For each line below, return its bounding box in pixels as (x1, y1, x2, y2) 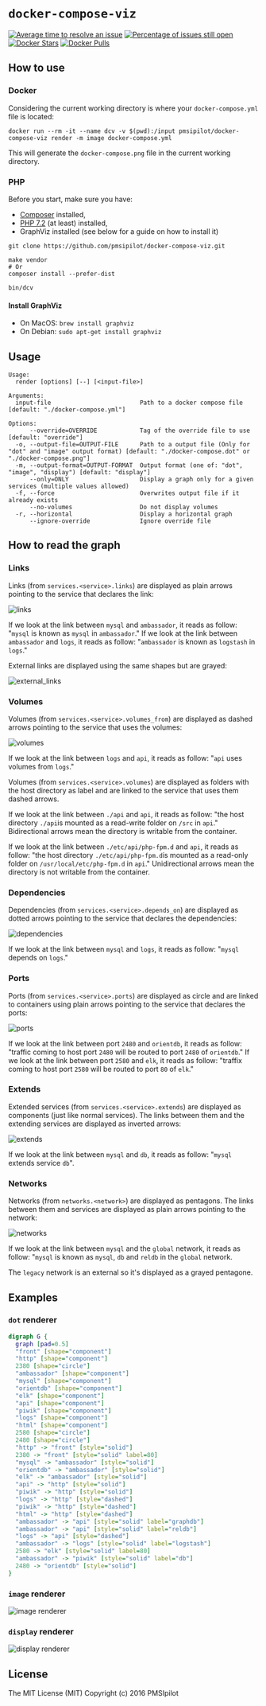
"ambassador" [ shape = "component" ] (15, 1369, 129, 1378)
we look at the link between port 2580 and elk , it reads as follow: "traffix (8, 1055, 242, 1065)
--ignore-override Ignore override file (29, 516, 212, 525)
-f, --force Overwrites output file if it (15, 489, 240, 497)
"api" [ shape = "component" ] (15, 1399, 105, 1407)
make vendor (8, 255, 48, 264)
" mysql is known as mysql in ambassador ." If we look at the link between (8, 628, 238, 638)
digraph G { (8, 1332, 48, 1341)
